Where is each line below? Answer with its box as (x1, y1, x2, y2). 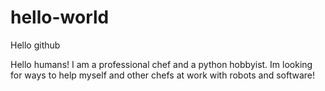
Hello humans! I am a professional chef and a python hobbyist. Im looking (10, 58, 313, 70)
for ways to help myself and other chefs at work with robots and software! (10, 69, 316, 81)
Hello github (10, 39, 61, 51)
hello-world (10, 6, 110, 29)
